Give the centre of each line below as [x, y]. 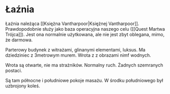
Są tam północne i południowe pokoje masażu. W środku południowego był [84, 80]
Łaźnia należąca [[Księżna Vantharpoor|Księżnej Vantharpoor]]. [72, 24]
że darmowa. [19, 40]
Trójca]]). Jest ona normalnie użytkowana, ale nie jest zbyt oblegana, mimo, [85, 34]
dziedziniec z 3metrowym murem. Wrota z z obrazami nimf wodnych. [78, 55]
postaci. [14, 70]
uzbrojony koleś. [23, 86]
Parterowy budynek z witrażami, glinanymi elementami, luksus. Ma [75, 50]
